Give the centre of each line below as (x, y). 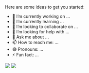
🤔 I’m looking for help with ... (41, 32)
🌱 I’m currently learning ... (38, 22)
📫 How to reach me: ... (35, 42)
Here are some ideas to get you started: (45, 7)
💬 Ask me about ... (30, 37)
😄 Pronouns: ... (28, 49)
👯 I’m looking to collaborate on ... (45, 27)
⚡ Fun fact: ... (25, 55)
